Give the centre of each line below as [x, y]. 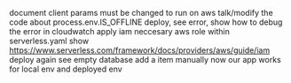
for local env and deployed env [66, 69]
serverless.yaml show [49, 41]
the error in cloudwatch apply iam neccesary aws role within [120, 31]
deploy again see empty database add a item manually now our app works [145, 60]
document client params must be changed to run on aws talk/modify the [141, 13]
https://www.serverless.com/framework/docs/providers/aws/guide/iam [140, 50]
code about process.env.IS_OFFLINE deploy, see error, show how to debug [146, 22]
